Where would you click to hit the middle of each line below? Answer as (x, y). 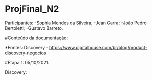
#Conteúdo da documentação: (37, 38)
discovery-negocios (26, 53)
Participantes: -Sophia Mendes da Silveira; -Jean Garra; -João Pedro (76, 23)
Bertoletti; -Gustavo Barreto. (34, 28)
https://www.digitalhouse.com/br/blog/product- (98, 47)
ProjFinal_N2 (32, 9)
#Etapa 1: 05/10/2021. (27, 62)
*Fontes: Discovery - (27, 47)
